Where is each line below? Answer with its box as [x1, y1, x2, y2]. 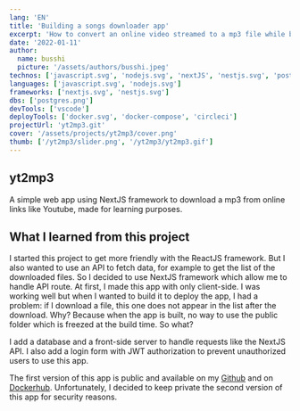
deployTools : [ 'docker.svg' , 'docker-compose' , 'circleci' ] [9, 112, 238, 121]
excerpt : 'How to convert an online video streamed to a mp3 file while [9, 29, 286, 38]
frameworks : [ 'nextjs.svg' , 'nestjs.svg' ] [9, 87, 170, 96]
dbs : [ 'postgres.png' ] [9, 95, 94, 105]
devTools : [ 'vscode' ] [9, 104, 90, 113]
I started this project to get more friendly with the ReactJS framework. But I [9, 253, 286, 264]
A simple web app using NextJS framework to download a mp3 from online [9, 193, 286, 205]
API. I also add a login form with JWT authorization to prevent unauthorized [9, 346, 287, 357]
